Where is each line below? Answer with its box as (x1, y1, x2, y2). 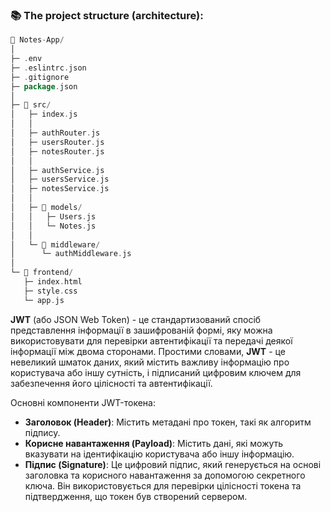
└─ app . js (23, 295, 65, 305)
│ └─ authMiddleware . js (10, 249, 132, 259)
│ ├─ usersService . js (10, 174, 110, 185)
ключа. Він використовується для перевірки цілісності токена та (24, 479, 302, 492)
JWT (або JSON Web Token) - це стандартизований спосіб (10, 313, 262, 325)
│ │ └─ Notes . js (10, 221, 97, 231)
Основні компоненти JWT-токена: (10, 396, 156, 408)
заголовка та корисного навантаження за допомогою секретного (24, 469, 306, 481)
